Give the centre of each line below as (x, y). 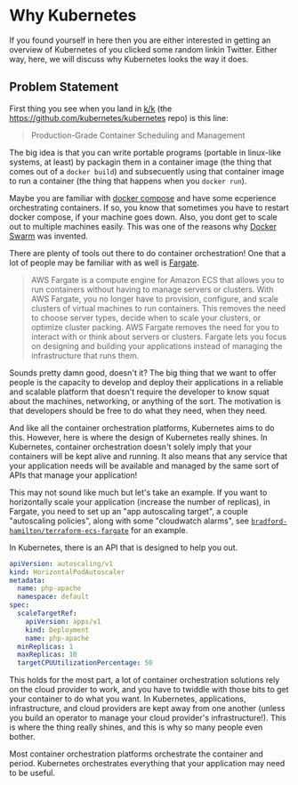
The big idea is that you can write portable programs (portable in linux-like (145, 152)
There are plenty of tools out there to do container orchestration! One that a (148, 253)
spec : (19, 605)
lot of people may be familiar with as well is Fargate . (105, 263)
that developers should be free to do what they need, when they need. (138, 410)
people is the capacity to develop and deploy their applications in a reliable (146, 382)
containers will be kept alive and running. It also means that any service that (148, 456)
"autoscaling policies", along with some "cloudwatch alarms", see (129, 521)
